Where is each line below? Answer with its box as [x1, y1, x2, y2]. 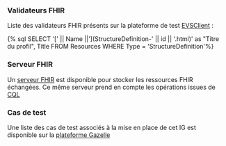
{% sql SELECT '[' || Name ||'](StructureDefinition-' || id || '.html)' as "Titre [7, 35, 220, 43]
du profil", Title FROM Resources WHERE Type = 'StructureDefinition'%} [7, 42, 214, 51]
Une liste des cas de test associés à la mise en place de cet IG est [7, 123, 197, 131]
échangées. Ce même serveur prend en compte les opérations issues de [7, 83, 216, 91]
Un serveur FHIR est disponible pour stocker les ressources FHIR [7, 75, 193, 83]
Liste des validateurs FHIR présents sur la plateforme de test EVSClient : [7, 22, 214, 30]
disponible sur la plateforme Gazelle [7, 131, 111, 139]
